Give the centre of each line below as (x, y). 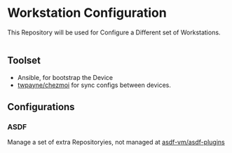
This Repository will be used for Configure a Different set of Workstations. (114, 32)
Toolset (24, 61)
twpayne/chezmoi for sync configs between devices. (94, 85)
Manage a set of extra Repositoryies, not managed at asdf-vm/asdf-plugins (116, 142)
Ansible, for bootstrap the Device (65, 77)
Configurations (41, 107)
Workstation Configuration (87, 13)
